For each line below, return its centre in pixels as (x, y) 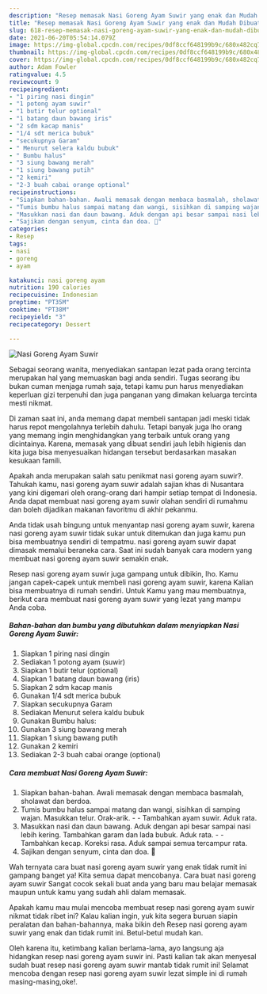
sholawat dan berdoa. (56, 802)
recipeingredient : (39, 89)
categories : (29, 229)
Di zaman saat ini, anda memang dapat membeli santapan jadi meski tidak (130, 418)
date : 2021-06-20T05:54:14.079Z (62, 38)
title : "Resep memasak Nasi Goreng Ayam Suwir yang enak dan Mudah (123, 23)
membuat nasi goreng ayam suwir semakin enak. (89, 558)
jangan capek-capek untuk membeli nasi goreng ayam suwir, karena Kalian (132, 582)
